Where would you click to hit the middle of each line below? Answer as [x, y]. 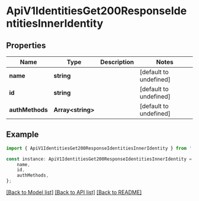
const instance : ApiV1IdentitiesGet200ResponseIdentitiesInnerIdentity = [99, 159]
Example [23, 135]
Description [117, 62]
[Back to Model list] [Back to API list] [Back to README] [74, 192]
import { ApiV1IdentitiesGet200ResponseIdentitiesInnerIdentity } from [96, 148]
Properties [26, 45]
